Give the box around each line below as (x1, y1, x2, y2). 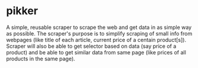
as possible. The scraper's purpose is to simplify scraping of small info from (6, 30, 193, 37)
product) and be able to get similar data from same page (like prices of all (6, 48, 186, 56)
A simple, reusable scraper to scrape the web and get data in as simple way (6, 24, 192, 31)
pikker (6, 4, 39, 18)
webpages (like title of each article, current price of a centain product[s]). (6, 36, 186, 43)
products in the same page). (6, 55, 76, 62)
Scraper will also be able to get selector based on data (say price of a (6, 43, 177, 50)
